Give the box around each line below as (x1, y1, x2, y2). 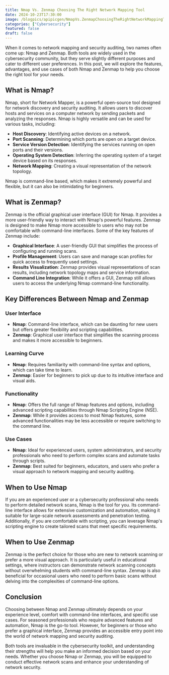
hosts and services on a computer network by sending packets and (5, 110, 145, 116)
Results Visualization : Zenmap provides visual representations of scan (12, 264, 160, 270)
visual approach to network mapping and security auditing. (12, 469, 135, 475)
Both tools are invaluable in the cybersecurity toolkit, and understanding (5, 643, 154, 649)
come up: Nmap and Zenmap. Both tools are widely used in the (5, 50, 136, 56)
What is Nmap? (5, 86, 54, 95)
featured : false (5, 26, 39, 31)
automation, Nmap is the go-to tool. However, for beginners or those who (5, 622, 157, 628)
